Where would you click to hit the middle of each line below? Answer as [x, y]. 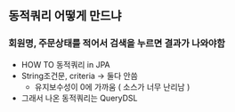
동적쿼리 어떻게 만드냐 [65, 16]
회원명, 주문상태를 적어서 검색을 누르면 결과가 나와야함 [117, 44]
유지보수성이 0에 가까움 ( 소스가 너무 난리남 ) [112, 86]
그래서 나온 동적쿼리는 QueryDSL [79, 98]
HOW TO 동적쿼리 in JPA [65, 64]
